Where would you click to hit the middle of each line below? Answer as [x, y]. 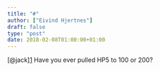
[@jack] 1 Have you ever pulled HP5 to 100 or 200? [80, 60]
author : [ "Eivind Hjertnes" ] [50, 20]
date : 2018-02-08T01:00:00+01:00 [56, 40]
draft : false [26, 27]
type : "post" [26, 33]
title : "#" [23, 14]
